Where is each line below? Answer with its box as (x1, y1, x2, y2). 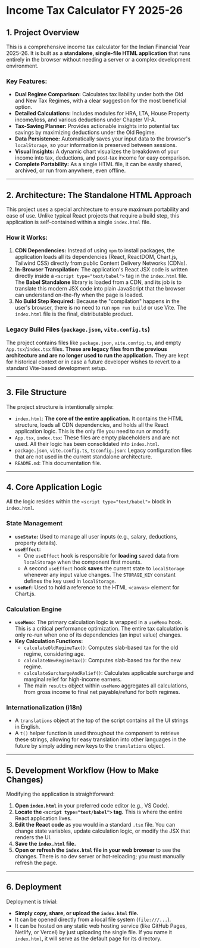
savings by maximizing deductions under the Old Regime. (14, 129, 157, 136)
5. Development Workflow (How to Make (6, 765, 159, 775)
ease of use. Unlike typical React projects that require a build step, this (6, 212, 180, 219)
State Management (6, 519, 63, 528)
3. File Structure (6, 387, 67, 397)
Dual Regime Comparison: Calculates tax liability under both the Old (14, 91, 183, 98)
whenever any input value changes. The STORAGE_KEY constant (23, 571, 176, 578)
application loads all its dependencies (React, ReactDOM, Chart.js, (14, 253, 178, 261)
